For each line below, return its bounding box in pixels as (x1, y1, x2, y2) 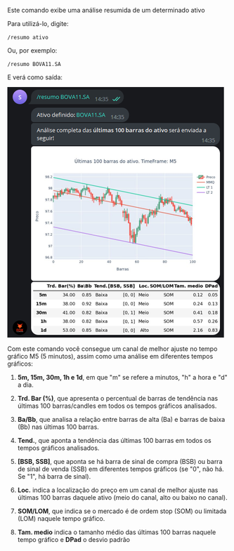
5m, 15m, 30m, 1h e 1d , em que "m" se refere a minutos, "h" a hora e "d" (17, 373, 228, 381)
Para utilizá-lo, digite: (7, 20, 69, 27)
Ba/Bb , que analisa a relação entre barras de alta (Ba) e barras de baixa (17, 416, 226, 423)
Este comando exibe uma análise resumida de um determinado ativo (7, 6, 205, 14)
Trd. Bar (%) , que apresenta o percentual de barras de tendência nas (17, 394, 219, 402)
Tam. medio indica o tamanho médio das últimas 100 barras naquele (17, 528, 216, 536)
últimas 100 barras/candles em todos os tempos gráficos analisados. (17, 401, 217, 410)
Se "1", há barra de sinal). (17, 472, 91, 480)
